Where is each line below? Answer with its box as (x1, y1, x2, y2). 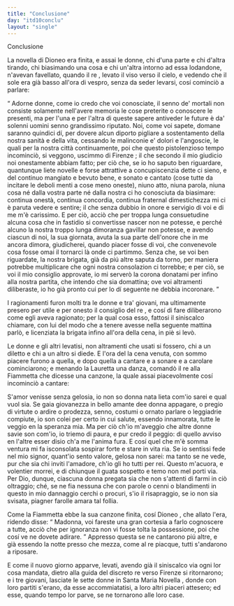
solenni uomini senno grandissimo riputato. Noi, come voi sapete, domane (7, 122, 221, 130)
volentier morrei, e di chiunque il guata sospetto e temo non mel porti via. (7, 467, 218, 476)
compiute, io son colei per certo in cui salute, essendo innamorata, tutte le (7, 415, 221, 423)
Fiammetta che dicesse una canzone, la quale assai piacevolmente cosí (7, 372, 213, 380)
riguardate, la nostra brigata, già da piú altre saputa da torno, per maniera (7, 255, 219, 264)
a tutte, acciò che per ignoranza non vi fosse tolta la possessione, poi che (7, 526, 220, 534)
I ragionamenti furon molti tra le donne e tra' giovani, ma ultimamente (7, 299, 206, 307)
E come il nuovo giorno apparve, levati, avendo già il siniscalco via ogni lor (7, 561, 221, 570)
